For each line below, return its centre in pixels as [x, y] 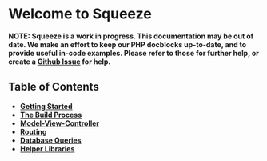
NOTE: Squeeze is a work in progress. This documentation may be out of [131, 36]
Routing [33, 131]
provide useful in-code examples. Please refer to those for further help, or [134, 53]
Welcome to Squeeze [80, 14]
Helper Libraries [47, 148]
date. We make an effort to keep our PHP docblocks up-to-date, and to [128, 44]
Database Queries [50, 140]
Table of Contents [54, 87]
